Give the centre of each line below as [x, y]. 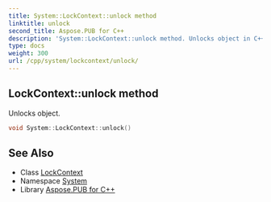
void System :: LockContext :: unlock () [70, 128]
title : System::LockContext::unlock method [83, 16]
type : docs [27, 46]
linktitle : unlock [39, 23]
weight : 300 [28, 53]
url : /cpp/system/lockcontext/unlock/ [73, 61]
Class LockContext [51, 173]
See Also [31, 153]
